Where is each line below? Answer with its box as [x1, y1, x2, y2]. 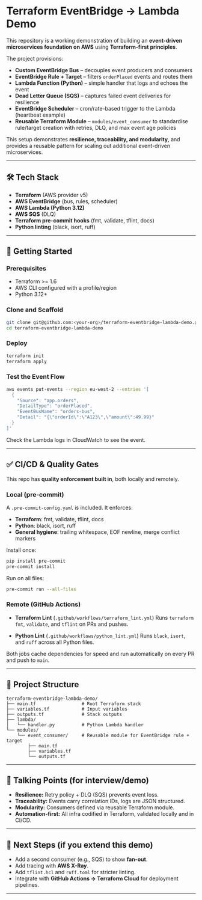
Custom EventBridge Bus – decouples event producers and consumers [14, 66, 193, 73]
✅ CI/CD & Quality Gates [6, 459, 99, 470]
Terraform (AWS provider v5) [14, 191, 88, 198]
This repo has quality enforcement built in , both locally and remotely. [6, 475, 179, 482]
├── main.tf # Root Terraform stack [6, 700, 141, 707]
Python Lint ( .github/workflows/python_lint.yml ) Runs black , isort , [14, 632, 186, 639]
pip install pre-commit [6, 558, 66, 564]
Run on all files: [6, 574, 44, 581]
